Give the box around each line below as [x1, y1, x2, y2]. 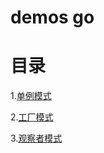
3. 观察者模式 [10, 132, 63, 145]
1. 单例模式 [10, 90, 52, 102]
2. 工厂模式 [10, 111, 54, 123]
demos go [10, 6, 95, 29]
